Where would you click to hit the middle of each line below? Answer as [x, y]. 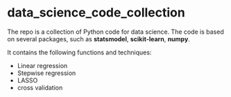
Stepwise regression [46, 73]
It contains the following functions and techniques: [79, 52]
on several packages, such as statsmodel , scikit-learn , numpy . [99, 39]
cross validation [40, 87]
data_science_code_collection [96, 13]
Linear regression [42, 65]
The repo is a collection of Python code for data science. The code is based [115, 32]
